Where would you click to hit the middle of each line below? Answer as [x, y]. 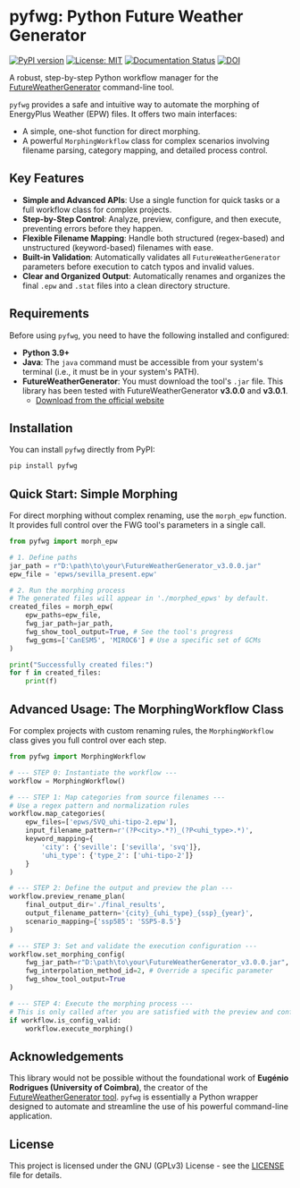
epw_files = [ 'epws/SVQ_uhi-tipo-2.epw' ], [101, 822]
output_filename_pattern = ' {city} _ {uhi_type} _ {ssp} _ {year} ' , [139, 913]
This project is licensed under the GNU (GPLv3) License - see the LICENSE [147, 1166]
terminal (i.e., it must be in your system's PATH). [110, 371]
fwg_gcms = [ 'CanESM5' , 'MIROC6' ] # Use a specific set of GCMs [143, 640]
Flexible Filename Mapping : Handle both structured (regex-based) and [154, 238]
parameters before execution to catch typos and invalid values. [138, 267]
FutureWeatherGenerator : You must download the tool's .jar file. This [153, 381]
